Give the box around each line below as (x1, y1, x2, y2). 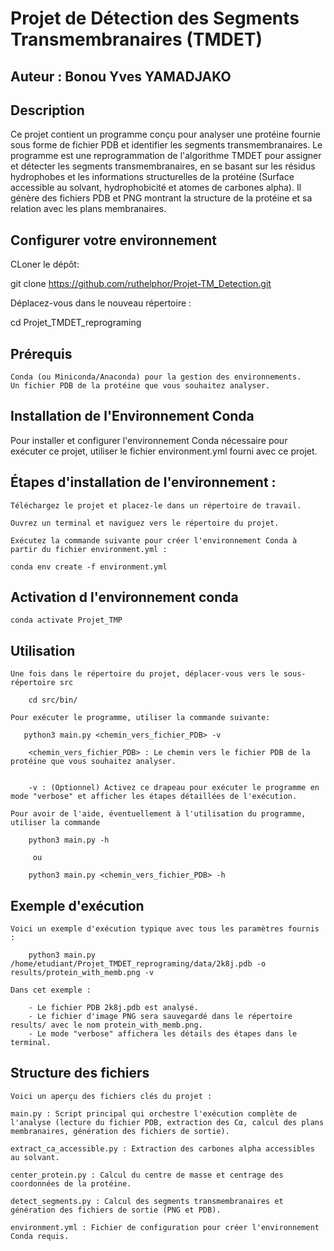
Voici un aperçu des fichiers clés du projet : (10, 1091, 213, 1101)
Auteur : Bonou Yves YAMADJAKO (10, 68, 232, 85)
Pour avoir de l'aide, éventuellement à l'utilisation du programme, (10, 809, 307, 819)
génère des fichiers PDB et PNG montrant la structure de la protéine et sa (10, 192, 313, 204)
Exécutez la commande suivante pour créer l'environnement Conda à (10, 535, 298, 546)
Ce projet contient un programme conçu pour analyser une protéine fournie (10, 128, 322, 141)
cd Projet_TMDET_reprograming (10, 317, 142, 329)
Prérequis (10, 345, 73, 362)
